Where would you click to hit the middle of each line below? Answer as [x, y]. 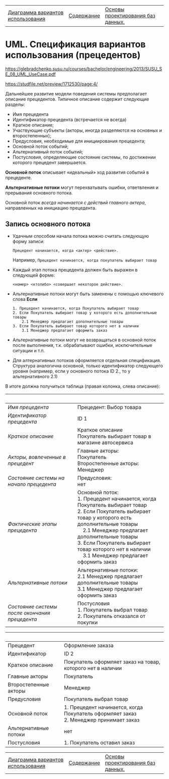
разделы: [15, 105]
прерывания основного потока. [39, 193]
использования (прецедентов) [73, 55]
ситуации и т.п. [29, 351]
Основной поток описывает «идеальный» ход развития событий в [77, 172]
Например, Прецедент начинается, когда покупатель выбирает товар [85, 260]
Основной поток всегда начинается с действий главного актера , [76, 203]
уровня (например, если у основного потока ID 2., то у [71, 371]
